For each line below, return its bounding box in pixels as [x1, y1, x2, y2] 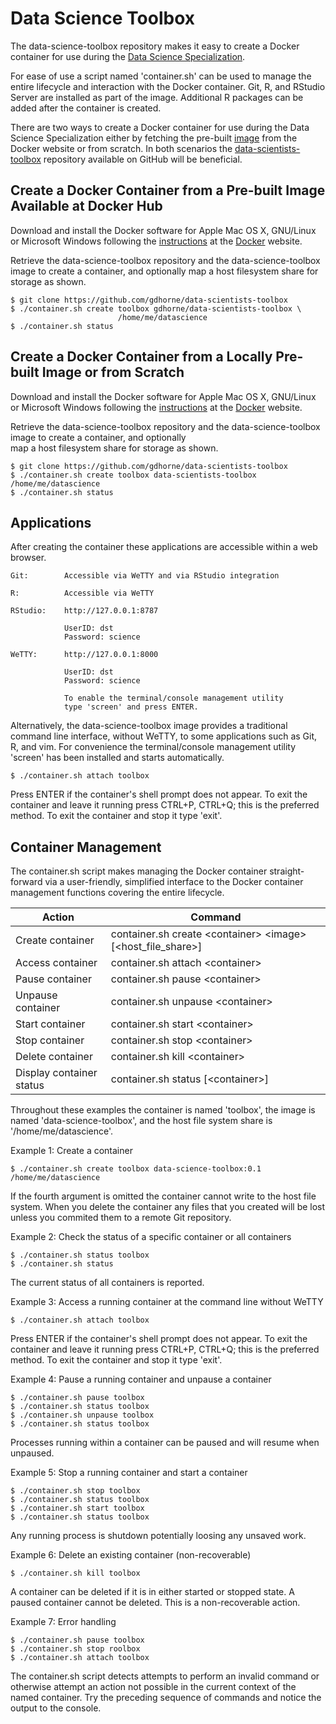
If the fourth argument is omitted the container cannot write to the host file [10, 1190, 317, 1202]
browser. [10, 552, 47, 564]
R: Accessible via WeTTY [10, 588, 155, 599]
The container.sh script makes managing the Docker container [10, 865, 268, 877]
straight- [269, 865, 305, 877]
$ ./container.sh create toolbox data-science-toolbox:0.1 [10, 1164, 262, 1174]
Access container [15, 956, 98, 970]
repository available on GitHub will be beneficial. [43, 153, 243, 165]
